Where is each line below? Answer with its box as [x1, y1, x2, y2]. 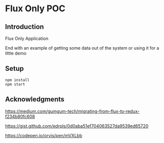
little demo [5, 50, 27, 56]
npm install [5, 77, 30, 83]
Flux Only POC [5, 3, 66, 14]
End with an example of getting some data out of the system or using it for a [5, 45, 159, 51]
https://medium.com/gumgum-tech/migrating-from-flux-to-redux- [5, 108, 140, 114]
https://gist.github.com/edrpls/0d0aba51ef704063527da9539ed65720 [5, 123, 149, 129]
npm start [5, 82, 26, 86]
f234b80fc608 [5, 114, 35, 119]
